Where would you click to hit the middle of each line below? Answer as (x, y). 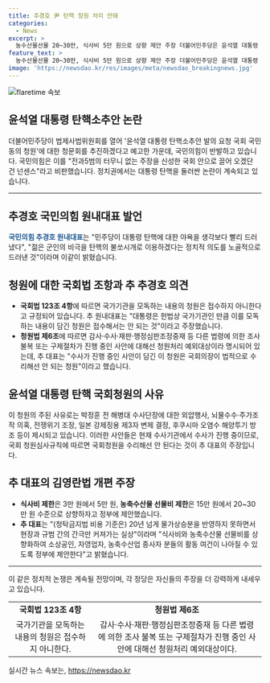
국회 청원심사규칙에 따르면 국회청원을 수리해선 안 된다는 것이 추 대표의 (118, 445)
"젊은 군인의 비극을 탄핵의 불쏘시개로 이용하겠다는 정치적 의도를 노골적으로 (144, 247)
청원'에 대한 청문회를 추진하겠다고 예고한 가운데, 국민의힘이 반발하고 (129, 150)
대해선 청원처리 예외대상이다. (185, 648)
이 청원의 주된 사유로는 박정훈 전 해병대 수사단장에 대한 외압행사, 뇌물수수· (124, 415)
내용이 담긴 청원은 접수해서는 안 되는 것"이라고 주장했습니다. (129, 326)
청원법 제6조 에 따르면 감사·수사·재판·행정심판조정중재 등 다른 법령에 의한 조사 (140, 336)
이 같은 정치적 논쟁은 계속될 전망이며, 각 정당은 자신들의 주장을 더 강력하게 (124, 578)
